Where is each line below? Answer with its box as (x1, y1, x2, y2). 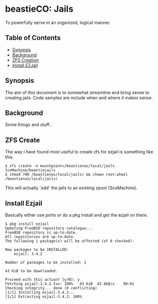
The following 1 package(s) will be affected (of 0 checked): (5, 239, 135, 243)
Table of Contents (5, 34, 61, 42)
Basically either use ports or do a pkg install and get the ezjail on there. (5, 212, 148, 218)
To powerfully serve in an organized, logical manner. (5, 20, 111, 25)
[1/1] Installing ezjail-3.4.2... (5, 290, 76, 295)
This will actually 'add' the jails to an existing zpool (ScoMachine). (5, 185, 138, 191)
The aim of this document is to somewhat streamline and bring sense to (5, 89, 150, 95)
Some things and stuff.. (5, 122, 52, 128)
